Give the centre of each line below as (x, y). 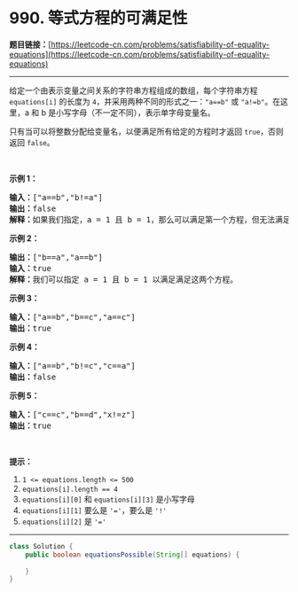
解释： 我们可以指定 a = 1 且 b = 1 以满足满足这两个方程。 (124, 279)
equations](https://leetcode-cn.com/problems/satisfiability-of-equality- (140, 54)
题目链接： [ (30, 44)
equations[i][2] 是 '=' (64, 521)
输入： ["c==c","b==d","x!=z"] (72, 414)
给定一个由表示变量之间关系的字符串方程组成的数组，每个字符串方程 (133, 90)
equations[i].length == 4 (70, 489)
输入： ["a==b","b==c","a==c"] (72, 317)
